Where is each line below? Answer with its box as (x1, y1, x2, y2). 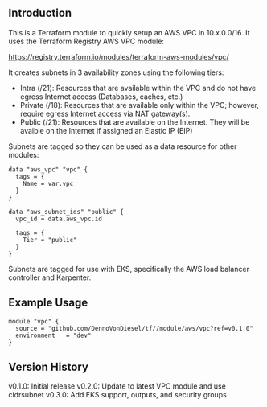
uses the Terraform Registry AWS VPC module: (8, 36, 165, 46)
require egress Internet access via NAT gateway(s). (19, 109, 191, 118)
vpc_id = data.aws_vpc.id (15, 215, 103, 223)
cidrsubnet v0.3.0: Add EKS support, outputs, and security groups (8, 390, 227, 400)
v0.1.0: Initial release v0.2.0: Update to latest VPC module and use (8, 381, 227, 391)
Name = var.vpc (23, 179, 74, 187)
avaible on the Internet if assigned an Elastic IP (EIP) (19, 125, 193, 135)
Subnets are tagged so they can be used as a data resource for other (8, 141, 237, 151)
